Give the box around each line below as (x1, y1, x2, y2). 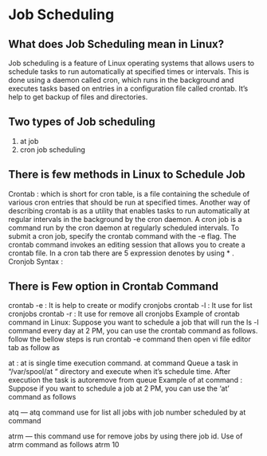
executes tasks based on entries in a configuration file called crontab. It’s (8, 84, 249, 93)
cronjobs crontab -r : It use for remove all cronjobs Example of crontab (8, 309, 241, 319)
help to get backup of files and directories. (8, 92, 148, 101)
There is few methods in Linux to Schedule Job (8, 168, 245, 181)
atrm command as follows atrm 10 (8, 440, 120, 450)
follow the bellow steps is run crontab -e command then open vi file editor (8, 334, 251, 344)
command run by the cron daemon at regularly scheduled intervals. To (8, 223, 240, 232)
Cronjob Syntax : (8, 256, 64, 266)
